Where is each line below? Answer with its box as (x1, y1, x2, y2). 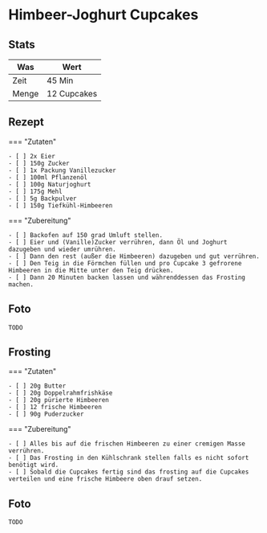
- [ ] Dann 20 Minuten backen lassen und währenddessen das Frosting (8, 273, 246, 281)
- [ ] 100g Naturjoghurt (8, 180, 91, 188)
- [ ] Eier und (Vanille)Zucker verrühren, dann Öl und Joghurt (8, 238, 228, 246)
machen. (8, 280, 34, 289)
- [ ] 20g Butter (8, 382, 67, 391)
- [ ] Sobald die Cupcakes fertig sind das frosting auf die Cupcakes (8, 468, 249, 476)
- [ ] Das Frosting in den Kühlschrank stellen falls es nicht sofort (8, 454, 249, 462)
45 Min (47, 75, 74, 86)
